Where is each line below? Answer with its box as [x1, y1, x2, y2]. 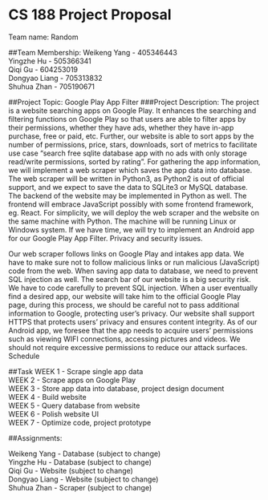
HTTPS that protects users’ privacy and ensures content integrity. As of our [8, 317, 258, 326]
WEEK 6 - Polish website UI [8, 409, 99, 418]
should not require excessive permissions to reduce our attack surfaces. [8, 342, 248, 352]
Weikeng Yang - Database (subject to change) [8, 449, 161, 458]
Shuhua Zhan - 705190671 [8, 82, 95, 91]
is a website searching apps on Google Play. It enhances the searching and [8, 106, 257, 115]
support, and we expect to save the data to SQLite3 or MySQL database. [8, 182, 249, 192]
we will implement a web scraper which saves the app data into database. [8, 165, 253, 175]
